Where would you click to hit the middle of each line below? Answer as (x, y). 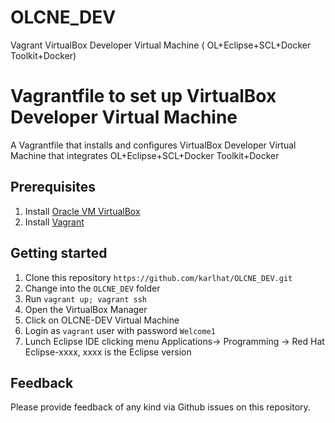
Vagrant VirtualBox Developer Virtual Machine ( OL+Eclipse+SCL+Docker (161, 45)
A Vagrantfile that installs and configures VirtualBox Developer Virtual (153, 145)
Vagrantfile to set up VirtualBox (143, 96)
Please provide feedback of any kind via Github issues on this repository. (160, 407)
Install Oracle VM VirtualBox (82, 211)
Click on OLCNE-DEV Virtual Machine (102, 320)
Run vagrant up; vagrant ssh (85, 298)
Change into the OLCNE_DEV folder (92, 288)
